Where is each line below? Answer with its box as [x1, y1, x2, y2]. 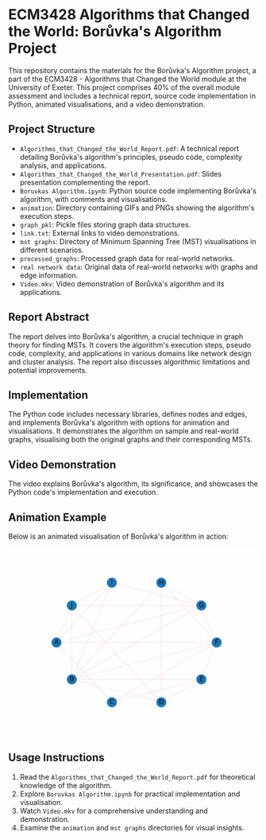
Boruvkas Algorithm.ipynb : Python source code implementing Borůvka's [19, 185, 256, 196]
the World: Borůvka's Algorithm [8, 22, 222, 41]
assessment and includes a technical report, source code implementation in [8, 91, 256, 100]
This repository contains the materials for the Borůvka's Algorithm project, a [8, 65, 256, 75]
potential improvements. [8, 365, 87, 375]
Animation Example [8, 511, 107, 524]
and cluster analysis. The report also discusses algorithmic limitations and [8, 356, 250, 367]
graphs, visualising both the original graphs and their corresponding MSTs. [8, 435, 253, 445]
